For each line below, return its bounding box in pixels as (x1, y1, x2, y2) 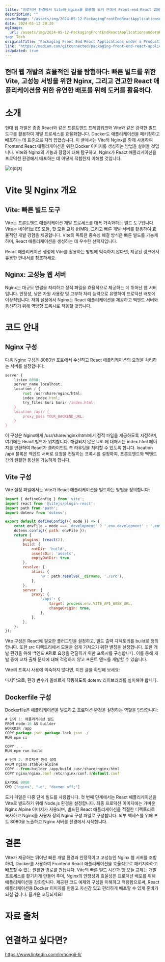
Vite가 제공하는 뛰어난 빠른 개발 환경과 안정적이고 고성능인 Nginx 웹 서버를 (5, 855, 148, 860)
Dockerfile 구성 (5, 693, 52, 701)
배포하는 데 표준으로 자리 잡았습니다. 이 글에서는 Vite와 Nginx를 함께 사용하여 (5, 137, 153, 143)
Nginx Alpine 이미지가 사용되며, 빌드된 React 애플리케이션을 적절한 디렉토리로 (5, 806, 155, 812)
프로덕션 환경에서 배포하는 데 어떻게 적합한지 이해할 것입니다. (5, 155, 122, 161)
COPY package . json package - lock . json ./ (5, 730, 89, 735)
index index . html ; (23, 396, 60, 401)
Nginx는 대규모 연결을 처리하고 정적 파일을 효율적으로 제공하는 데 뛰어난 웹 (5, 284, 148, 290)
